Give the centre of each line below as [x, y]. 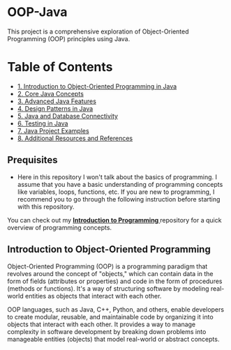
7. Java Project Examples [53, 130]
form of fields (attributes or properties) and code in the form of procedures [115, 281]
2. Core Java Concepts [50, 93]
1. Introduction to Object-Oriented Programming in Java [97, 86]
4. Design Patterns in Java [55, 108]
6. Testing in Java [43, 123]
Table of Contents [60, 67]
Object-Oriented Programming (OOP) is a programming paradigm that [107, 266]
